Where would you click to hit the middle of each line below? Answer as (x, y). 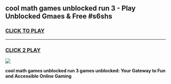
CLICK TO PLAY (25, 31)
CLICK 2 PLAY (23, 50)
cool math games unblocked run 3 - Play (70, 8)
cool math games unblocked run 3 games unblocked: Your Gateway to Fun (85, 70)
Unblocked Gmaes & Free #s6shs (59, 17)
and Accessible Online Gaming (38, 76)
